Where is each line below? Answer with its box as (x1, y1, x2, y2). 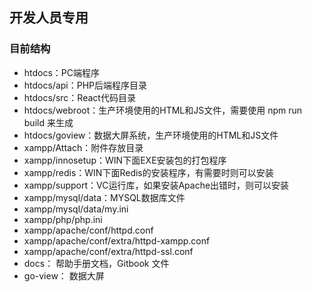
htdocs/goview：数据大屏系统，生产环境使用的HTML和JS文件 (23, 129, 279, 141)
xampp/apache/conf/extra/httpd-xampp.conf (23, 234, 211, 247)
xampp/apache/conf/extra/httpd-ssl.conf (23, 245, 194, 257)
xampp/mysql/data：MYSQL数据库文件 (23, 191, 186, 203)
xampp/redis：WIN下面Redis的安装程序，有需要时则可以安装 (23, 166, 274, 178)
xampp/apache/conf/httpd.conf (23, 224, 154, 236)
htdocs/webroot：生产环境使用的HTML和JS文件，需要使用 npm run (23, 104, 303, 116)
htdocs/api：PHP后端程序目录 (23, 79, 148, 91)
